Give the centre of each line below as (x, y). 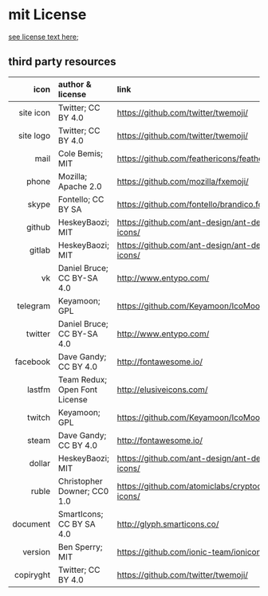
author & (75, 84)
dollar (40, 463)
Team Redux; (83, 379)
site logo (35, 135)
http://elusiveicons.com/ (162, 390)
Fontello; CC (81, 199)
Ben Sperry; (81, 547)
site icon (35, 112)
